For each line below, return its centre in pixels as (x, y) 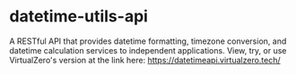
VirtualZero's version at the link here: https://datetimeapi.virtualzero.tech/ (145, 60)
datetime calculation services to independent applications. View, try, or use (148, 50)
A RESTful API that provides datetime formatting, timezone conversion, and (148, 41)
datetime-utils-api (78, 16)
